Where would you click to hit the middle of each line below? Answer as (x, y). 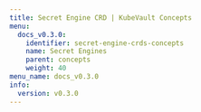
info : (19, 85)
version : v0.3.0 (48, 93)
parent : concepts (58, 60)
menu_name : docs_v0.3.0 (54, 77)
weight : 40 (46, 69)
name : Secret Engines (66, 51)
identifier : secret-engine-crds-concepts (105, 43)
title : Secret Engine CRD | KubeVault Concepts (101, 18)
